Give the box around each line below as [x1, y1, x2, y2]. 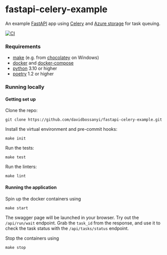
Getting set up [5, 96, 36, 102]
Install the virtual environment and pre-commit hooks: [5, 126, 118, 132]
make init [5, 136, 26, 141]
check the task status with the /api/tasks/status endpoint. [5, 225, 129, 231]
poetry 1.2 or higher [12, 71, 54, 77]
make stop [5, 245, 26, 250]
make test [5, 155, 26, 160]
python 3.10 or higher [12, 65, 57, 72]
